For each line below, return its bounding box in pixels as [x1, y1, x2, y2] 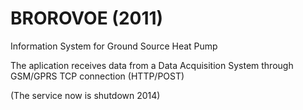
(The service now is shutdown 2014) [10, 89, 161, 101]
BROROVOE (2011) [10, 7, 164, 30]
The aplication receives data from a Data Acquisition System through [10, 59, 294, 71]
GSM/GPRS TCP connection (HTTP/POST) [10, 70, 185, 82]
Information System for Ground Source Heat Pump [10, 40, 218, 52]
